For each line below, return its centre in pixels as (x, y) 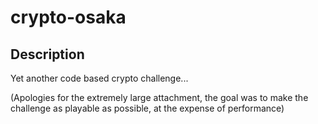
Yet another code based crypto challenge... (99, 78)
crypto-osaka (68, 17)
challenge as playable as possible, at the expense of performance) (147, 108)
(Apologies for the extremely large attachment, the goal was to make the (159, 97)
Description (47, 54)
